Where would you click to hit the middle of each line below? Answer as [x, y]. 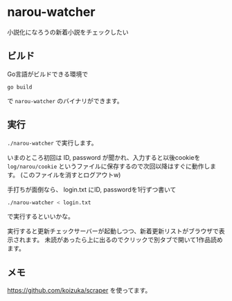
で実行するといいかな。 [41, 217]
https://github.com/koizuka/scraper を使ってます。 [79, 291]
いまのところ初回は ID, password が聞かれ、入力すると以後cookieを [104, 157]
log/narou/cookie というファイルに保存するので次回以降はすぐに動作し [109, 166]
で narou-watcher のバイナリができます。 [65, 100]
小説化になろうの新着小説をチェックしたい [68, 32]
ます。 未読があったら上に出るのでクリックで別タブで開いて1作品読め [124, 240]
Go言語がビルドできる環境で [48, 74]
